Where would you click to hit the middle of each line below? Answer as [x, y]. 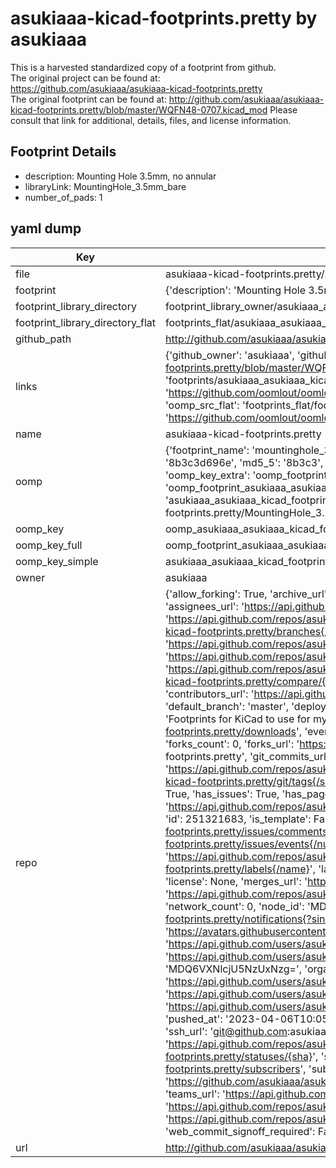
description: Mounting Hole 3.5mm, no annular [120, 176]
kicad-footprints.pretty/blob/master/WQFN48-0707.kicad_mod [139, 109]
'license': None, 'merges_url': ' [236, 881]
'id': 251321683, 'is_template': [238, 819]
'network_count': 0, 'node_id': [234, 906]
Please [283, 109]
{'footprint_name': [207, 450]
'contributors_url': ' [209, 694]
